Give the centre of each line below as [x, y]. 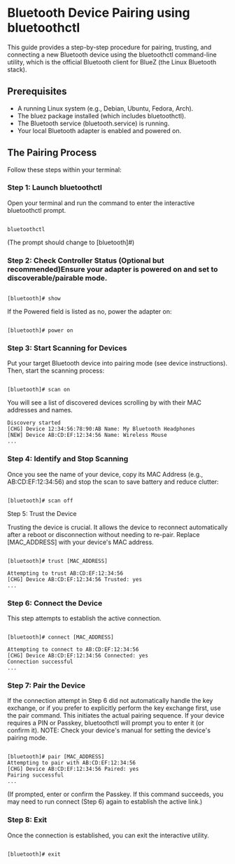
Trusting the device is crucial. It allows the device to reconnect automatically [117, 527]
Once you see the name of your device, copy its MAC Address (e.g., [105, 474]
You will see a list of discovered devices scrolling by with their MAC [104, 403]
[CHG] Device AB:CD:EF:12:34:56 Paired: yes [73, 769]
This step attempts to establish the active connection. [85, 618]
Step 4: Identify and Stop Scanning [68, 459]
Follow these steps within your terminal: [64, 169]
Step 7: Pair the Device [47, 685]
